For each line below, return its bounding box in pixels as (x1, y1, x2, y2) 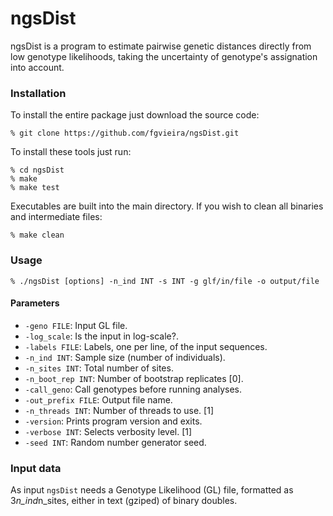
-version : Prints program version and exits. (24, 415, 203, 427)
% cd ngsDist (10, 165, 65, 176)
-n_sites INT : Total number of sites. (24, 362, 174, 374)
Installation (10, 86, 67, 100)
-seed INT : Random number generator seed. (24, 436, 207, 448)
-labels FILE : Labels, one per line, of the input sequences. (24, 340, 268, 352)
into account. (10, 61, 65, 73)
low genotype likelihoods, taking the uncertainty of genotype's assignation (10, 50, 318, 62)
